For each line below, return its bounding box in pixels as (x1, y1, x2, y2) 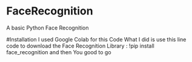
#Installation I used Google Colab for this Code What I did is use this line (6, 36, 187, 43)
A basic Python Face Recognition (6, 24, 89, 31)
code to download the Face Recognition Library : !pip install (6, 42, 154, 49)
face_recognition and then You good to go (6, 48, 111, 55)
